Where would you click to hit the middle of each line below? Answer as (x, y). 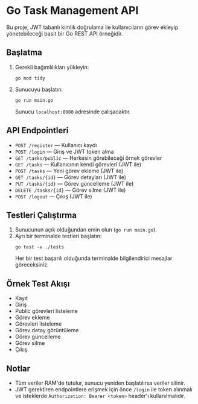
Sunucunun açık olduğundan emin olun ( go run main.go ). (86, 230)
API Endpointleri (37, 131)
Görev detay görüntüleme (47, 330)
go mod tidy (30, 78)
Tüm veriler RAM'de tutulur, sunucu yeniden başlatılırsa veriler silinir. (100, 383)
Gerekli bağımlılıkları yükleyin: (52, 67)
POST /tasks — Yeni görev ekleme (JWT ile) (69, 171)
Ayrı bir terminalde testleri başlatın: (58, 236)
